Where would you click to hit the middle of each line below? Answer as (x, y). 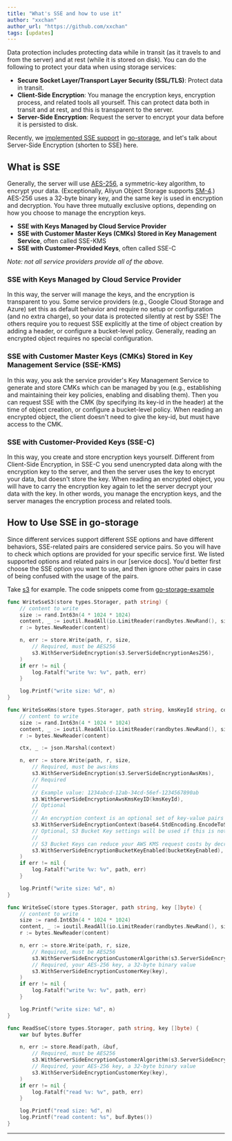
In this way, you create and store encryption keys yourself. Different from (111, 457)
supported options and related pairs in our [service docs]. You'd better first (114, 561)
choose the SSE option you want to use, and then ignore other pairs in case (115, 568)
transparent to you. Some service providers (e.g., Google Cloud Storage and (116, 302)
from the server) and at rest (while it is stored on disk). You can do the (107, 60)
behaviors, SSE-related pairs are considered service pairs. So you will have (114, 547)
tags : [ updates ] (30, 33)
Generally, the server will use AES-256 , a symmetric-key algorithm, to (106, 184)
